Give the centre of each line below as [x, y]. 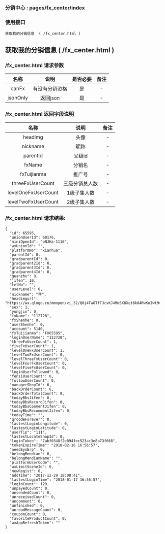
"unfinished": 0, [27, 505]
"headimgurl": [24, 299]
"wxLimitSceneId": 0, [32, 467]
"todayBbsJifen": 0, [30, 398]
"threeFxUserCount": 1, [34, 342]
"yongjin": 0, [24, 311]
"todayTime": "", [27, 415]
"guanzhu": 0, [24, 276]
